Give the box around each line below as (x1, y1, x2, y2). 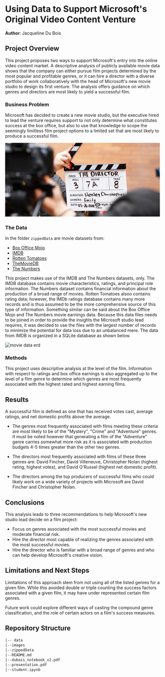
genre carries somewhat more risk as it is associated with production (12, 439, 152, 445)
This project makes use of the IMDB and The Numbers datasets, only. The (5, 275, 155, 281)
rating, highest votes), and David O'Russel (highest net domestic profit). (12, 464, 158, 470)
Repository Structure (5, 624, 71, 632)
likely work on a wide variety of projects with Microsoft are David (12, 479, 144, 485)
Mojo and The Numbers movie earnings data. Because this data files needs (5, 312, 157, 318)
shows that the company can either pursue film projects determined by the (5, 68, 156, 74)
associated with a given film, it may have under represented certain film (5, 590, 150, 595)
